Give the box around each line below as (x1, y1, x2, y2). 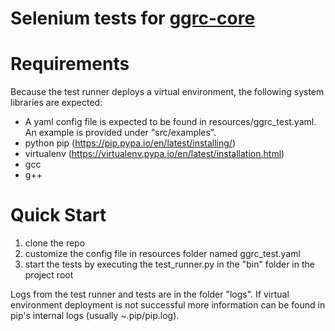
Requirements (10, 53, 130, 76)
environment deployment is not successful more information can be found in (10, 299, 326, 311)
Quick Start (10, 204, 107, 227)
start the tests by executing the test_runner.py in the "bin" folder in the (24, 258, 315, 271)
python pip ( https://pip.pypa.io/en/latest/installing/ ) (24, 137, 237, 149)
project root (24, 269, 74, 281)
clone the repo (24, 237, 86, 249)
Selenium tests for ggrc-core (10, 7, 256, 30)
